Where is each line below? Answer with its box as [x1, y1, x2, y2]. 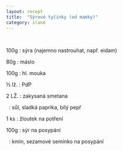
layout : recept [6, 8, 43, 15]
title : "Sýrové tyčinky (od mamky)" [6, 14, 98, 20]
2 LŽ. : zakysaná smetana [6, 92, 69, 100]
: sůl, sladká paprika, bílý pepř [8, 104, 81, 111]
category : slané [6, 19, 46, 25]
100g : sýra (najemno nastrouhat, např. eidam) [6, 47, 117, 54]
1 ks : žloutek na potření [6, 115, 63, 122]
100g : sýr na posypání [6, 127, 61, 134]
